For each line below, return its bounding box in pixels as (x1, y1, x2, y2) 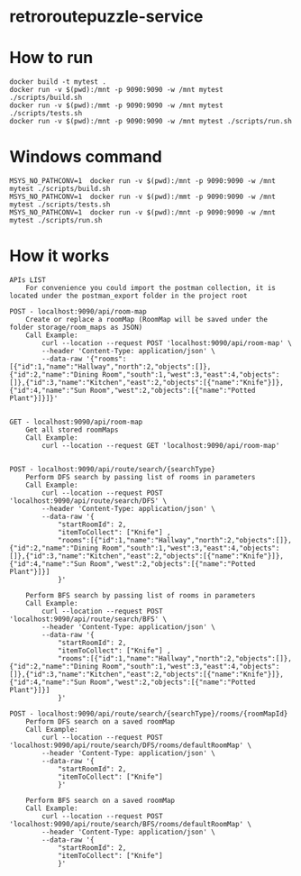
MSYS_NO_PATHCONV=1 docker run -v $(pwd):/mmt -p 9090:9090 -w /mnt (9, 192, 277, 202)
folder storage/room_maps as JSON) (9, 323, 143, 332)
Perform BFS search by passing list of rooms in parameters (25, 591, 256, 600)
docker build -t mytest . (9, 78, 106, 87)
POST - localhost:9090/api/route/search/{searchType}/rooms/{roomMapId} (9, 709, 288, 718)
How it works (9, 246, 110, 267)
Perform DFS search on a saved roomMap (25, 717, 176, 726)
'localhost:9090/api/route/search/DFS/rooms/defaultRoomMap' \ (9, 741, 252, 750)
